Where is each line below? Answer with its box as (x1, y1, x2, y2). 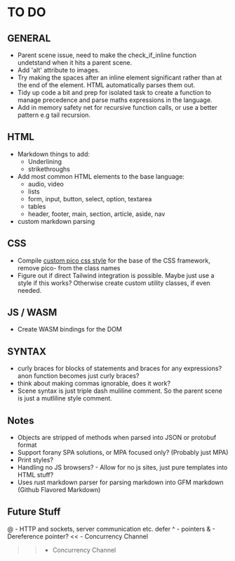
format (17, 441, 37, 449)
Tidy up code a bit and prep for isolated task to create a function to (17, 89, 212, 96)
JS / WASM (7, 307, 58, 319)
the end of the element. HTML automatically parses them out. (17, 81, 196, 89)
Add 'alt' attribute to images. (17, 66, 100, 74)
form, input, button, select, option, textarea (27, 194, 152, 203)
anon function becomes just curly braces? (17, 372, 140, 380)
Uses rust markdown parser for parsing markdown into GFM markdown (17, 478, 224, 486)
